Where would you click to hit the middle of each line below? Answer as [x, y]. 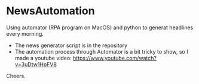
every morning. [25, 33]
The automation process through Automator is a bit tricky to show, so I [101, 51]
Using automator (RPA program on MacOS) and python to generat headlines [100, 27]
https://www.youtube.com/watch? [115, 58]
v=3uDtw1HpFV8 [36, 64]
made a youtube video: [43, 58]
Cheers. [16, 76]
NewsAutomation [50, 11]
